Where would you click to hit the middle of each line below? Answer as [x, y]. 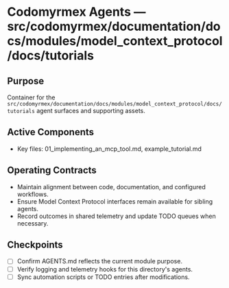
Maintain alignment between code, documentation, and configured [111, 187]
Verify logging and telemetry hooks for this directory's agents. [105, 269]
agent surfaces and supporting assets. [91, 111]
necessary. [33, 223]
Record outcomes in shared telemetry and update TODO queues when [116, 216]
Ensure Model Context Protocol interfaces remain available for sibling [115, 201]
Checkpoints [35, 245]
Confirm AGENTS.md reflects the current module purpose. [100, 261]
